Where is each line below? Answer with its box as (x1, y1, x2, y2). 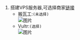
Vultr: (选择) (17, 23, 42, 29)
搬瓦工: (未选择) (17, 11, 49, 17)
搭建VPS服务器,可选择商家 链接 (10, 5, 75, 10)
